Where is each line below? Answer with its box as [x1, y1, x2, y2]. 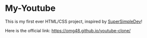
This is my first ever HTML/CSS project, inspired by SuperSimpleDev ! [5, 19, 143, 24]
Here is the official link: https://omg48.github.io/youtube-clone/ [5, 28, 131, 33]
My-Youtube [5, 3, 56, 14]
